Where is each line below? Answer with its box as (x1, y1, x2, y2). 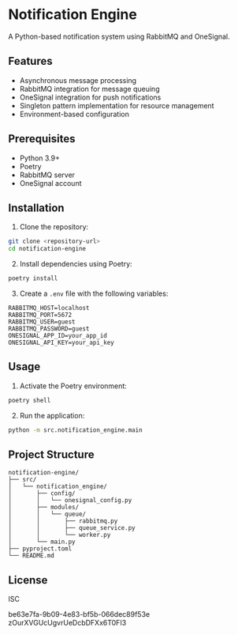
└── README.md (8, 552, 55, 560)
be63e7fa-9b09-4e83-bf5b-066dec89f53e (8, 610, 151, 619)
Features (8, 55, 53, 68)
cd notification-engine (8, 245, 87, 253)
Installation (8, 201, 65, 214)
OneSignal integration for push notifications (19, 93, 162, 102)
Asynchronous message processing (19, 75, 136, 85)
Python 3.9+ (19, 153, 61, 163)
